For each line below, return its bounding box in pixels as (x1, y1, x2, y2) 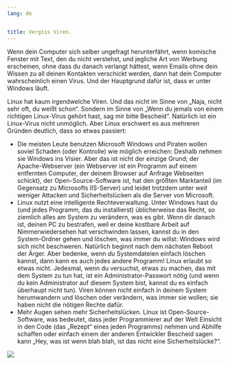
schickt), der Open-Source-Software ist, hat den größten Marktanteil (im (16, 176, 222, 184)
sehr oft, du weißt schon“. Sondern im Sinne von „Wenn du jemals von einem (7, 104, 224, 113)
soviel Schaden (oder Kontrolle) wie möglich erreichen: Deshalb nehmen (16, 147, 222, 155)
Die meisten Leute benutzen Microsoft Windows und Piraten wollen (16, 140, 207, 148)
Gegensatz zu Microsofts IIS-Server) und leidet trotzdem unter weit (16, 184, 208, 192)
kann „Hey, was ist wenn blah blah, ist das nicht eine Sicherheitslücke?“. (16, 337, 221, 345)
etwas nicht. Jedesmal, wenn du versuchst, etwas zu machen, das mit (16, 264, 216, 272)
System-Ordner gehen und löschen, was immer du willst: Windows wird (16, 234, 220, 243)
